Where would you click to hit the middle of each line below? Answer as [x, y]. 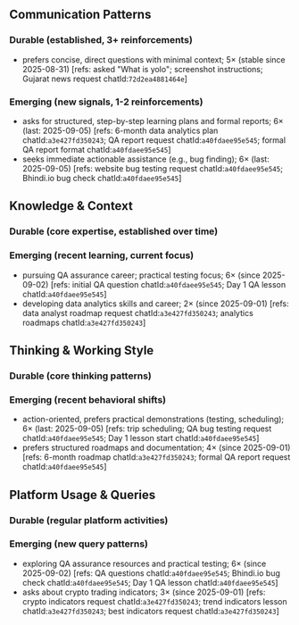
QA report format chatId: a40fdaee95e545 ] [96, 149]
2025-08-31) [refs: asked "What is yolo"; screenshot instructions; [142, 69]
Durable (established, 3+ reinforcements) [101, 40]
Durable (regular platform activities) [89, 520]
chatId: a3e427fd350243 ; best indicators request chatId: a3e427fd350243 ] [150, 611]
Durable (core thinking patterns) [80, 376]
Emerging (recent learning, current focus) [102, 255]
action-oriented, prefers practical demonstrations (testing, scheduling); [153, 420]
